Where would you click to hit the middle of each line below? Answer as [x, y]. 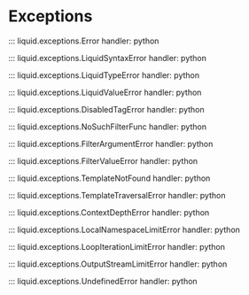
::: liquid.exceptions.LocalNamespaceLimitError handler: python [124, 229]
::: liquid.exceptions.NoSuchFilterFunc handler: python [108, 127]
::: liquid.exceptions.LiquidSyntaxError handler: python [108, 58]
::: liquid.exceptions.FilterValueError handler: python [103, 160]
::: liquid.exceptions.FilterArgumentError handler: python [111, 144]
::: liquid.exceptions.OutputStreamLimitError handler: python [118, 264]
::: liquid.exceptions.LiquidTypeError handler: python [104, 75]
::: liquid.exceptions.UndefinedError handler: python [103, 281]
